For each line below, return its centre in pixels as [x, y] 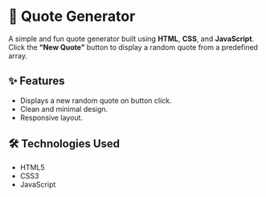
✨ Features [37, 81]
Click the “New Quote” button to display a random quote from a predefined [133, 47]
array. [18, 55]
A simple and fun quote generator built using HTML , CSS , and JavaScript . [131, 39]
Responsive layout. [51, 117]
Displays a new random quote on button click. [96, 101]
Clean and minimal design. [64, 109]
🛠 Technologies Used [64, 144]
